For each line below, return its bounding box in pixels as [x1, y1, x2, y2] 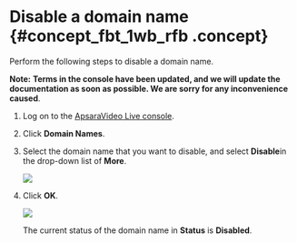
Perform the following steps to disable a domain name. [9, 56, 214, 66]
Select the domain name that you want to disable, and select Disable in [22, 146, 287, 157]
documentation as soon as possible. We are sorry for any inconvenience [9, 83, 289, 94]
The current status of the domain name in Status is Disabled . [22, 225, 252, 236]
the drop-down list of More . [22, 155, 127, 166]
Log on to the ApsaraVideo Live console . [22, 110, 175, 121]
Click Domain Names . [22, 127, 105, 138]
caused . [9, 93, 41, 104]
